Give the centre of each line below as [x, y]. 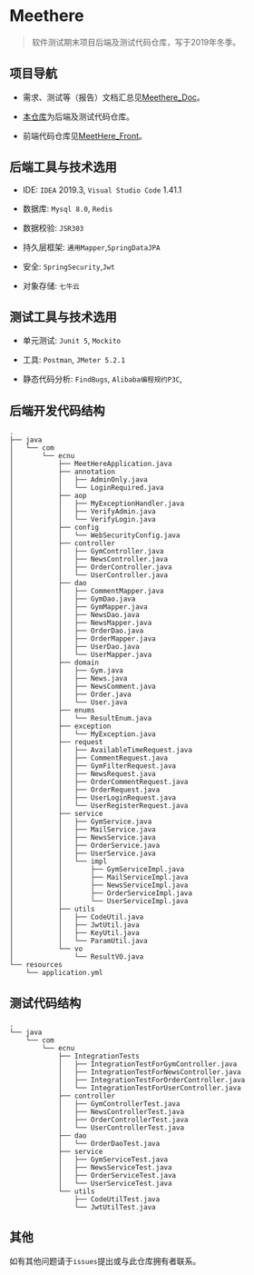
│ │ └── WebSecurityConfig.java [95, 536]
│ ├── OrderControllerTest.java [123, 1120]
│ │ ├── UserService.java [83, 854]
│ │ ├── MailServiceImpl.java [99, 878]
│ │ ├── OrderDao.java [77, 631]
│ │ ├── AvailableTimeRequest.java [101, 751]
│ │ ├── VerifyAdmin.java [83, 512]
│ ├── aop [49, 496]
